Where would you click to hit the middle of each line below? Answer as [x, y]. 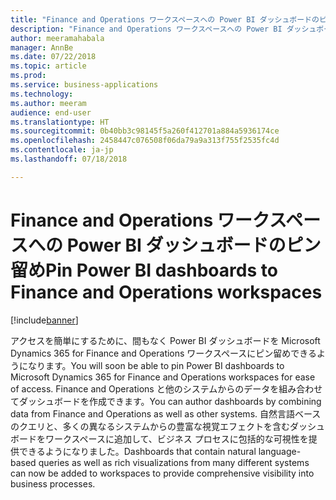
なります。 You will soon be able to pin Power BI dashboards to [156, 365]
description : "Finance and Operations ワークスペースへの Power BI [146, 29]
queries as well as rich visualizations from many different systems [174, 462]
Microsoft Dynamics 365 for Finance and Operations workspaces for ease [163, 377]
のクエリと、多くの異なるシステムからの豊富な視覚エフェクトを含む [150, 426]
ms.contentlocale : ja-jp [62, 150]
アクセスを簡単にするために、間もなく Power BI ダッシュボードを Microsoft [165, 340]
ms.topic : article [48, 66]
